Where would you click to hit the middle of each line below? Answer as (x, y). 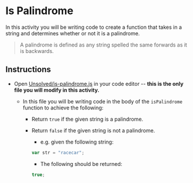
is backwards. (37, 51)
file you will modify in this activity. (57, 90)
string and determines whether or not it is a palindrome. (73, 33)
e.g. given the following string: (77, 142)
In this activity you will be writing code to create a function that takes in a (94, 27)
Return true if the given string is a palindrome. (87, 119)
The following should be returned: (81, 164)
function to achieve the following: (63, 108)
